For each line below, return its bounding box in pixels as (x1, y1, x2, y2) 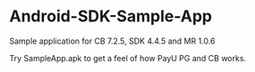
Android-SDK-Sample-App (9, 6, 213, 27)
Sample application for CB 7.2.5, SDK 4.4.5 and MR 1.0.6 (9, 36, 216, 46)
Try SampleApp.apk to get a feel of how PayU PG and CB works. (9, 52, 247, 63)
